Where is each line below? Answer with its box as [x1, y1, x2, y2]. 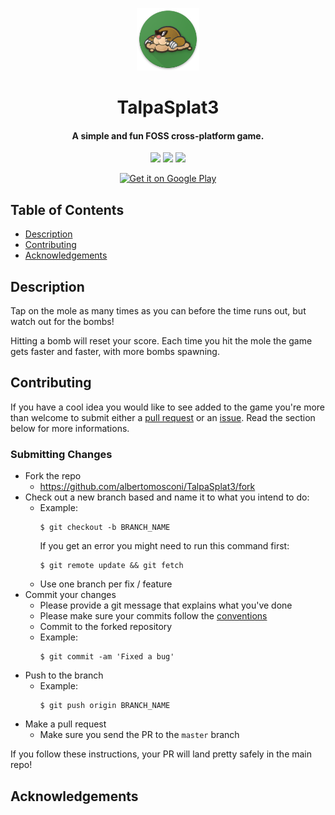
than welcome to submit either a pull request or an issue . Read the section [10, 411, 316, 423]
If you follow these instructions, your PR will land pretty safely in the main [10, 748, 313, 760]
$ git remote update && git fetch [39, 561, 184, 571]
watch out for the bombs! [10, 316, 115, 328]
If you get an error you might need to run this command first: [39, 540, 290, 552]
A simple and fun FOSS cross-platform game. [71, 129, 265, 142]
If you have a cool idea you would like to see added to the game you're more [10, 401, 326, 413]
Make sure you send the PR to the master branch [39, 729, 240, 741]
